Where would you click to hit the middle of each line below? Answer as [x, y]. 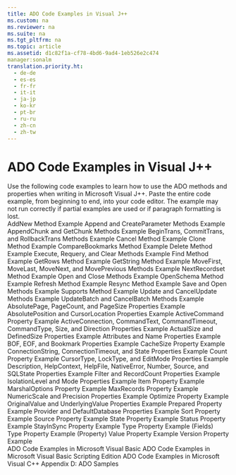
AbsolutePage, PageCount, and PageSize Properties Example [96, 306]
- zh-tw [25, 132]
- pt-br [25, 112]
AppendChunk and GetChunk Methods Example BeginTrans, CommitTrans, [116, 232]
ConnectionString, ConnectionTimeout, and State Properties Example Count [117, 351]
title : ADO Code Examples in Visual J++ [68, 14]
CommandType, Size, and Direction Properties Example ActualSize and [110, 329]
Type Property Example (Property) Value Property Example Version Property [118, 434]
